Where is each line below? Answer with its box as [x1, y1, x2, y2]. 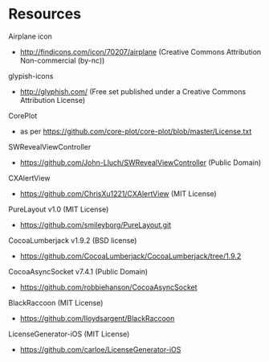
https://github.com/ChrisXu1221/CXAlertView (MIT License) [19, 188, 217, 198]
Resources [8, 5, 82, 23]
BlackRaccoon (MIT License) [8, 298, 104, 307]
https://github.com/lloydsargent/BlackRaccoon [19, 313, 175, 323]
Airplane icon [8, 31, 52, 41]
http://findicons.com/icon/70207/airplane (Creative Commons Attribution [19, 47, 262, 56]
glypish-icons [8, 71, 54, 80]
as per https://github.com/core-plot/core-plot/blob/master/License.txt [19, 126, 252, 136]
